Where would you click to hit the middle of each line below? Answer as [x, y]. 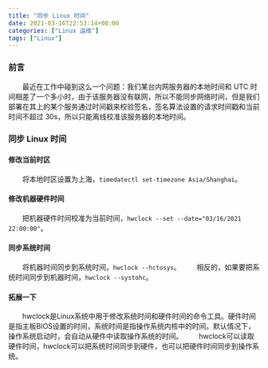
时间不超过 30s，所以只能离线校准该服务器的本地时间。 [99, 116]
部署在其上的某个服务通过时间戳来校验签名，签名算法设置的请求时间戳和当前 [134, 106]
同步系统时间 [29, 248]
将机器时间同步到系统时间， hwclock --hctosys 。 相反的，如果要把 [137, 267]
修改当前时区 [29, 160]
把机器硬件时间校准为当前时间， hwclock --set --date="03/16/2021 [132, 218]
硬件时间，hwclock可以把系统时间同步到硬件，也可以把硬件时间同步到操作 [130, 346]
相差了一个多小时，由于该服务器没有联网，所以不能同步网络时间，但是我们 [137, 96]
